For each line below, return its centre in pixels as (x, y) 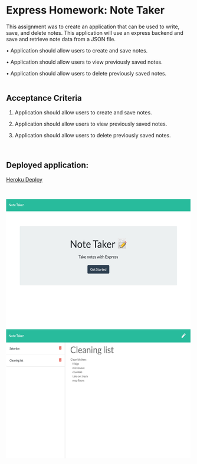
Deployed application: (47, 165)
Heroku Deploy (24, 179)
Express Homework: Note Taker (86, 10)
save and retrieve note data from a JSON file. (61, 39)
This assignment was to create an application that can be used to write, (93, 27)
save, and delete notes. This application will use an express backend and (95, 32)
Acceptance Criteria (44, 98)
